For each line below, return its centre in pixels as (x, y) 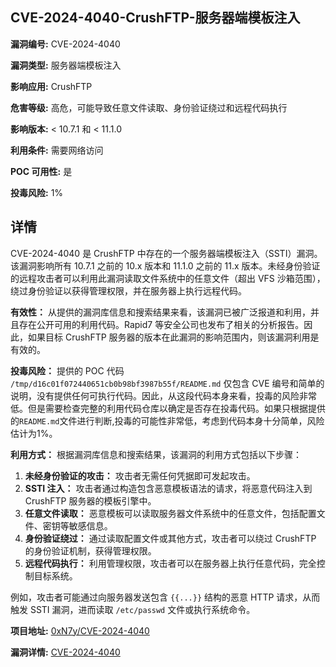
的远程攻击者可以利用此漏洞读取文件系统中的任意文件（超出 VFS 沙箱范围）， (168, 278)
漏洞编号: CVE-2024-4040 (65, 44)
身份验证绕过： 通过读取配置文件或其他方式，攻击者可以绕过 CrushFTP (170, 538)
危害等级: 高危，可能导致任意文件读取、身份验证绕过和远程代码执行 (149, 107)
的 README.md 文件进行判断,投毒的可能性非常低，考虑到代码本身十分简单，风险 (167, 420)
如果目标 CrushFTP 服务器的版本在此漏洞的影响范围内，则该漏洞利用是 (173, 337)
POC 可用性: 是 (41, 171)
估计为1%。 (34, 433)
